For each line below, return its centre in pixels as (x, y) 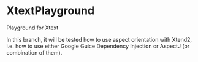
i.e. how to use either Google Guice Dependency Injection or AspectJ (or (98, 46)
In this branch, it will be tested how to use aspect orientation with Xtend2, (99, 39)
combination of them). (34, 52)
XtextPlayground (51, 11)
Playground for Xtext (32, 28)
